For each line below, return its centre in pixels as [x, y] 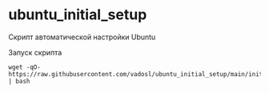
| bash [19, 81]
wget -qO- [25, 67]
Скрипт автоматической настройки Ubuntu [82, 37]
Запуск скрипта [35, 52]
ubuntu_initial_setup [78, 15]
